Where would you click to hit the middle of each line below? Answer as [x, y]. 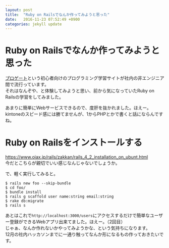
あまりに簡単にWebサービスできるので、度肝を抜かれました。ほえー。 [78, 108]
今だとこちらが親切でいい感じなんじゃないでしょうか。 [63, 163]
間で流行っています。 [27, 84]
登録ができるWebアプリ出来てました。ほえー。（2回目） [67, 222]
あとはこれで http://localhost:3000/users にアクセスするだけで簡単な [78, 216]
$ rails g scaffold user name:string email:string [60, 197]
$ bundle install [23, 192]
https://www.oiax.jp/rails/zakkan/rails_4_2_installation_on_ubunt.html [77, 157]
